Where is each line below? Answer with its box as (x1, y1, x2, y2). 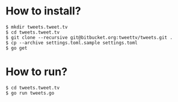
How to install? (5, 4, 82, 18)
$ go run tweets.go (5, 90, 55, 96)
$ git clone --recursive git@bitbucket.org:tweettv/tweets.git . (5, 34, 173, 40)
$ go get (5, 45, 28, 51)
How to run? (5, 65, 67, 79)
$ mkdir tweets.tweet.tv (5, 24, 68, 30)
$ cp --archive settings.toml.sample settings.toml (5, 40, 138, 46)
